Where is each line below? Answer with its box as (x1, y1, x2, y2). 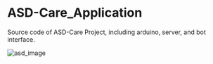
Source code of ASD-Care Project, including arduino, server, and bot (7, 28, 206, 36)
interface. (7, 35, 35, 43)
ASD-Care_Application (7, 5, 143, 21)
